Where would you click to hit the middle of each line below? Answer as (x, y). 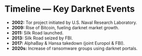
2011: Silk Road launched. (38, 33)
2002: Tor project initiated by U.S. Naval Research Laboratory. (74, 22)
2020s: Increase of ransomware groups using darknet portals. (74, 48)
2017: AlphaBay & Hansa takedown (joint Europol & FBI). (68, 43)
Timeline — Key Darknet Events (70, 9)
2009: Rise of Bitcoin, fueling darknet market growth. (65, 27)
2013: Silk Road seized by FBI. (42, 38)
